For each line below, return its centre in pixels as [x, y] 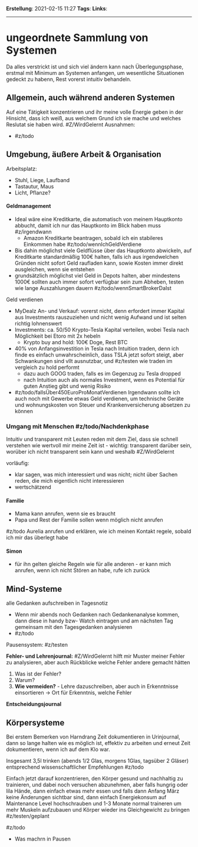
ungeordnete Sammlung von [77, 38]
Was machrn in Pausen [42, 839]
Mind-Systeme [34, 589]
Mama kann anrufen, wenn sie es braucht [65, 514]
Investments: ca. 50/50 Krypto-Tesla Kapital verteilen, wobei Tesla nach [102, 329]
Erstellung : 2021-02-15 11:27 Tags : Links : [57, 9]
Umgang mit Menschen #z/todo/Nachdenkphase [77, 426]
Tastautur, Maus [34, 186]
